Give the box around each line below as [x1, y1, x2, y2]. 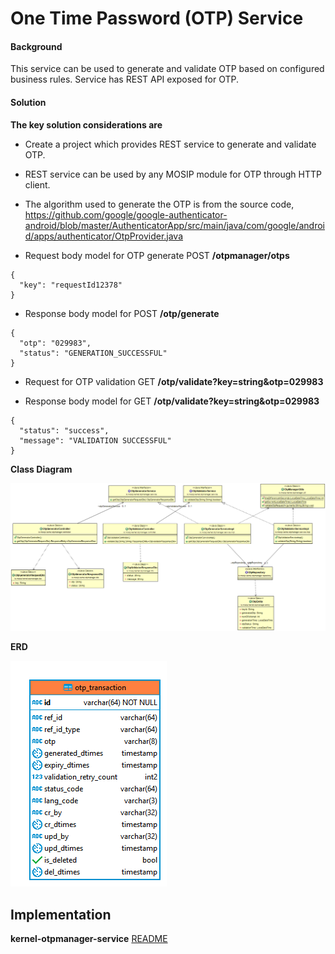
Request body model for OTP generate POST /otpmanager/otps [24, 249, 290, 261]
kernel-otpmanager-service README [10, 933, 168, 945]
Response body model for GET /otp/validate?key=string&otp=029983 [24, 395, 320, 407]
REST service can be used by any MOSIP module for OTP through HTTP [24, 168, 322, 180]
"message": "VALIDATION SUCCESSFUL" [19, 435, 172, 446]
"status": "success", [19, 425, 110, 436]
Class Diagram [10, 463, 73, 475]
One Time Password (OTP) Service [10, 7, 304, 30]
